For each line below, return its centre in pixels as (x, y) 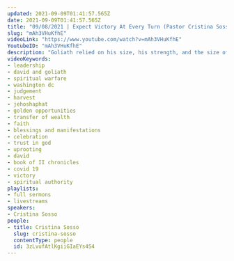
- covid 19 (23, 169)
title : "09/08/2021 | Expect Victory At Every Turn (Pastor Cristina (110, 26)
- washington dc (31, 85)
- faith (18, 124)
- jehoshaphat (28, 104)
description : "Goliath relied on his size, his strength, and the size (113, 53)
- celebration (28, 136)
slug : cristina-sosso (45, 234)
